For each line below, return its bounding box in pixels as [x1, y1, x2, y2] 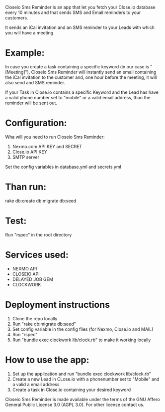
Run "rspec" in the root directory [5, 231, 72, 237]
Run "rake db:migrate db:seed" [12, 321, 76, 327]
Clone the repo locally [12, 315, 58, 321]
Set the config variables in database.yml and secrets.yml [5, 164, 122, 170]
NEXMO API [12, 265, 37, 271]
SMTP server [12, 154, 40, 160]
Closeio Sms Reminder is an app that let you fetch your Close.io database [5, 4, 156, 10]
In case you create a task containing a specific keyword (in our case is [5, 63, 149, 69]
